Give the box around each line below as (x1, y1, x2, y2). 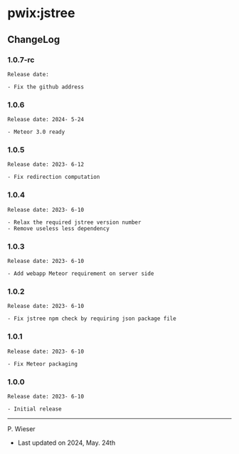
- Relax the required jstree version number (7, 219, 142, 226)
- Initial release (7, 405, 62, 413)
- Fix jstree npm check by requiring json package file (7, 315, 176, 322)
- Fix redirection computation (7, 173, 100, 181)
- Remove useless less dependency (7, 225, 110, 232)
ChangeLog (7, 33, 60, 46)
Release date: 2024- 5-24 (7, 116, 84, 123)
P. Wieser (7, 424, 36, 433)
